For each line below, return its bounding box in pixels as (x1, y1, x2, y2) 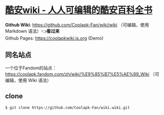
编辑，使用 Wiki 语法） (5, 77, 52, 83)
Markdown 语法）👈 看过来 (5, 28, 60, 34)
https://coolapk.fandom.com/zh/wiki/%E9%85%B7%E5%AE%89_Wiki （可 (5, 71, 160, 77)
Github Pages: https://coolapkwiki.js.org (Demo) (5, 35, 104, 41)
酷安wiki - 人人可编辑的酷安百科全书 (5, 4, 153, 16)
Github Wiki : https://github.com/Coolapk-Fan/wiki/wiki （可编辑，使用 (5, 22, 149, 28)
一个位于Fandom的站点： (5, 65, 57, 71)
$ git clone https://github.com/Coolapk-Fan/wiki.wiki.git (5, 105, 130, 110)
